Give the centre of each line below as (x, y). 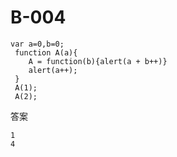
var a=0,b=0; (37, 44)
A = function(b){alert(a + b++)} (98, 61)
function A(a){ (46, 52)
